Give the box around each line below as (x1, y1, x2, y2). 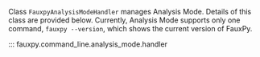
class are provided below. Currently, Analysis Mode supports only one (8, 15, 241, 25)
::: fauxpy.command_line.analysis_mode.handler (8, 39, 167, 49)
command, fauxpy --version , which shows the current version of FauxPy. (8, 24, 253, 33)
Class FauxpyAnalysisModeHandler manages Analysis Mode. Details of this (8, 7, 252, 16)
